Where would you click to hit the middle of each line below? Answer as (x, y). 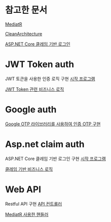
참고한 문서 (26, 10)
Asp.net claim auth (45, 144)
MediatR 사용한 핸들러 (27, 214)
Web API (23, 189)
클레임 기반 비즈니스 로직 (29, 169)
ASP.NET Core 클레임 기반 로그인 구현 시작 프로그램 (55, 159)
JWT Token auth (40, 64)
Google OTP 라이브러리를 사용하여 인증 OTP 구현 (53, 124)
